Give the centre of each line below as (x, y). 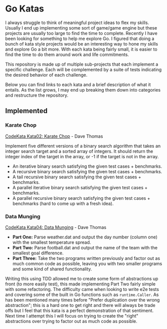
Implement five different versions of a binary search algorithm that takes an (83, 146)
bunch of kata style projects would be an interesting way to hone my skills (82, 44)
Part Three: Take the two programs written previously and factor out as (86, 258)
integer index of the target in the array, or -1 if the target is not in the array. (82, 156)
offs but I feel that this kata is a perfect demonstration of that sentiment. (79, 310)
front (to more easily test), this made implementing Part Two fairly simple (80, 284)
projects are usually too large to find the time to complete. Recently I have (81, 33)
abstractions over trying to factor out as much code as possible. (71, 321)
